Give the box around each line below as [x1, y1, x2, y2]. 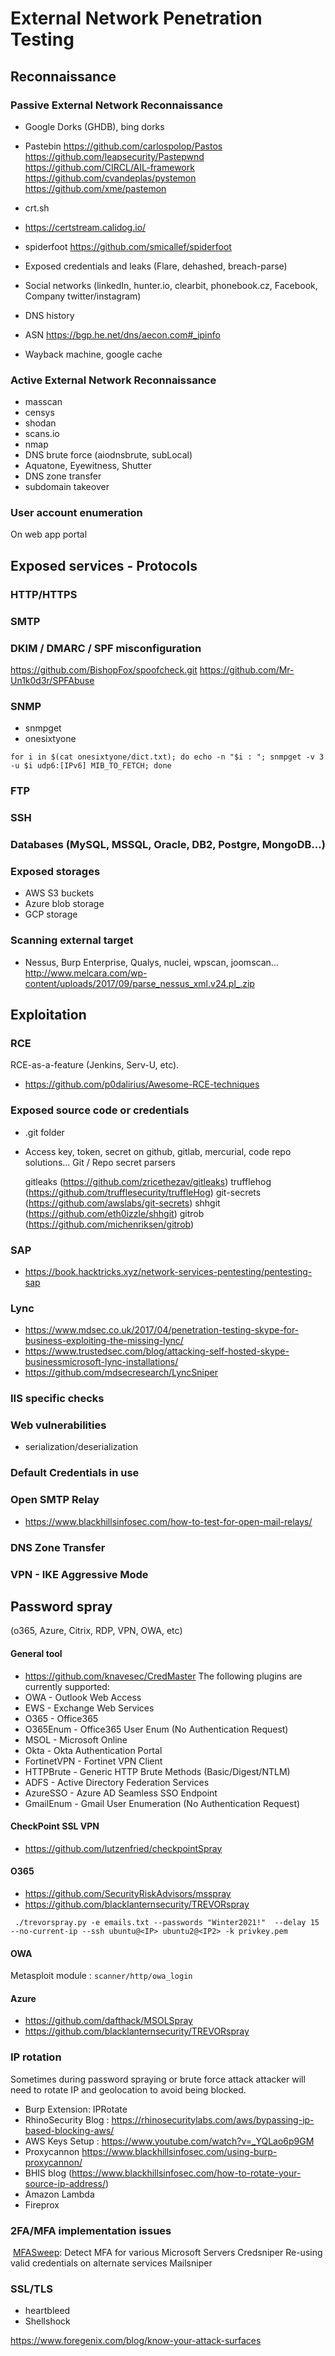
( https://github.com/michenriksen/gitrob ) [24, 1218, 195, 1230]
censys [24, 407, 55, 419]
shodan [24, 417, 57, 429]
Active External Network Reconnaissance [10, 373, 217, 387]
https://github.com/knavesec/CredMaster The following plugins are [24, 1670, 303, 1682]
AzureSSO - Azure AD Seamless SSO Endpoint [24, 1787, 218, 1799]
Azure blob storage [24, 898, 105, 910]
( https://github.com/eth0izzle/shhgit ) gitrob [24, 1207, 205, 1219]
